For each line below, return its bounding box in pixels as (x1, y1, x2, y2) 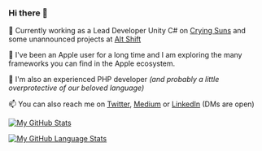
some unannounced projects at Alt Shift (8, 34, 142, 44)
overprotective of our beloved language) (8, 83, 145, 93)
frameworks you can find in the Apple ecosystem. (8, 58, 176, 68)
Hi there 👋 (8, 7, 49, 19)
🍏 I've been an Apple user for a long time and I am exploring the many (8, 50, 242, 60)
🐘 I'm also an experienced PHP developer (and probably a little (8, 75, 220, 84)
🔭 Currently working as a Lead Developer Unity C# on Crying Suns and (8, 26, 247, 36)
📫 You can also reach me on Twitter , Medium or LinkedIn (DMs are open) (8, 99, 255, 109)
